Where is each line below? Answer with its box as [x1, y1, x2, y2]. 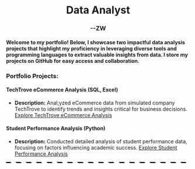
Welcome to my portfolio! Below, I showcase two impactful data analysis [6, 38, 186, 45]
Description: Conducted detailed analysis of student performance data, [14, 138, 188, 145]
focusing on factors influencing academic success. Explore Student [14, 144, 177, 152]
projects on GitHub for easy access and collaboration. [6, 57, 140, 64]
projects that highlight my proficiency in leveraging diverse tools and [6, 45, 177, 52]
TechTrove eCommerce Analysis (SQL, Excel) [6, 86, 119, 93]
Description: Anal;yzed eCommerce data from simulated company [14, 99, 175, 106]
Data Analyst [66, 3, 130, 17]
